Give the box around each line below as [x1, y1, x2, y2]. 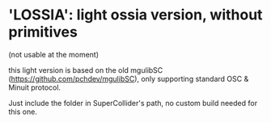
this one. [8, 107, 38, 117]
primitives [8, 23, 78, 41]
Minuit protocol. [8, 83, 61, 92]
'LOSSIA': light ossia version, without [8, 6, 263, 24]
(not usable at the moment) [8, 49, 100, 59]
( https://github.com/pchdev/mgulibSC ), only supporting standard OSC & [8, 74, 249, 83]
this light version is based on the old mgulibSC [8, 65, 163, 74]
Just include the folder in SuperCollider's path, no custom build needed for [8, 98, 257, 108]
